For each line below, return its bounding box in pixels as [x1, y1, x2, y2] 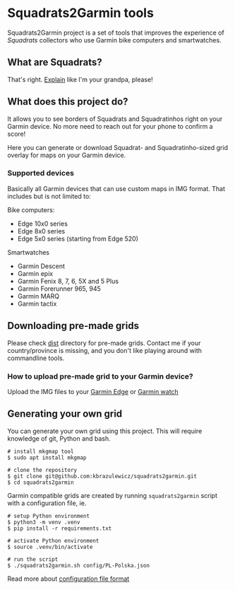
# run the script [7, 555, 59, 563]
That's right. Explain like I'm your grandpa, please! [7, 75, 153, 83]
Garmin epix [17, 269, 54, 277]
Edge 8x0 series [17, 226, 66, 235]
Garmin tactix [17, 299, 57, 308]
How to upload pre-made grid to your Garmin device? [7, 371, 193, 381]
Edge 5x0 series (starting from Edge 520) [17, 234, 139, 243]
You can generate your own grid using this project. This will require [7, 427, 203, 435]
